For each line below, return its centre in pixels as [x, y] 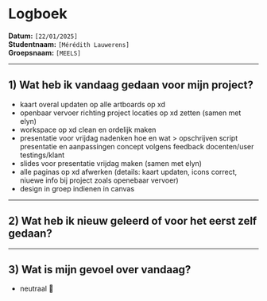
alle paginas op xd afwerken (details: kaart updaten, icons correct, [128, 172]
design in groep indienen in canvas [77, 188]
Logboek [38, 14]
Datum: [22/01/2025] [43, 36]
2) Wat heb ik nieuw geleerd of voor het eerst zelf [133, 221]
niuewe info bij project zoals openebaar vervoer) [99, 180]
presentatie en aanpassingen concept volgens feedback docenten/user [137, 146]
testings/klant [42, 155]
